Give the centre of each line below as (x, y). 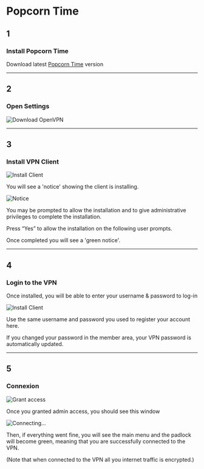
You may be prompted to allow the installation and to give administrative (96, 210)
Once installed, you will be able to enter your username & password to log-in (102, 296)
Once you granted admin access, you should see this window (83, 411)
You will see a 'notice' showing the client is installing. (73, 187)
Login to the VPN (32, 282)
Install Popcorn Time (37, 51)
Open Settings (28, 106)
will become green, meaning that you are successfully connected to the (96, 441)
